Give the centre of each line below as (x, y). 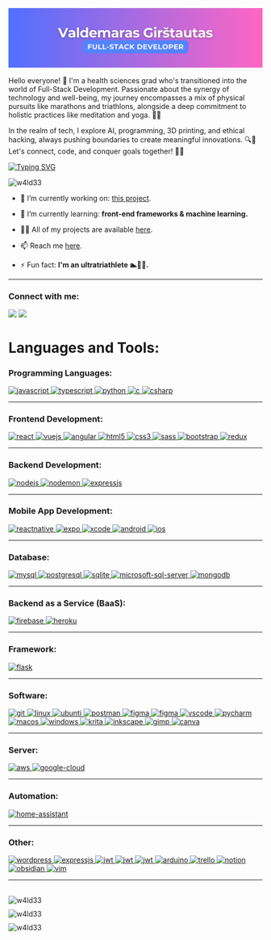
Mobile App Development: (60, 511)
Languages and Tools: (84, 348)
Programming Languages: (60, 373)
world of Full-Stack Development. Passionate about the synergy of (119, 90)
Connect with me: (44, 296)
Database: (29, 557)
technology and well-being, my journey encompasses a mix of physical (127, 98)
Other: (21, 842)
